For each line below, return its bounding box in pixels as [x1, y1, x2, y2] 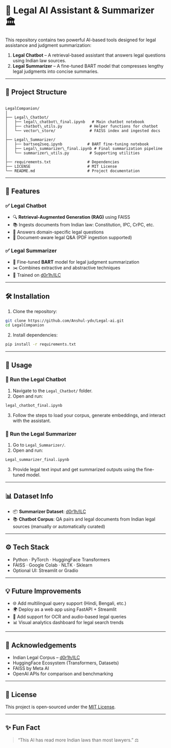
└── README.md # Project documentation [5, 168, 140, 173]
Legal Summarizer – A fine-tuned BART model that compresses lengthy [12, 63, 164, 69]
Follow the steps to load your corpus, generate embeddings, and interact [12, 412, 166, 418]
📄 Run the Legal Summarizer [5, 430, 77, 437]
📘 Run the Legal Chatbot [5, 376, 66, 383]
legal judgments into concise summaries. [12, 68, 99, 74]
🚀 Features [5, 187, 40, 196]
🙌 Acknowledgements [5, 641, 77, 650]
